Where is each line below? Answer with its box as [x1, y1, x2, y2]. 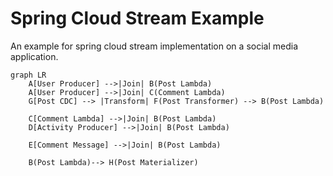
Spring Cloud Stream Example [10, 7, 265, 30]
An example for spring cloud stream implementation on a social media [10, 40, 298, 52]
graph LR [10, 70, 47, 80]
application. [10, 50, 59, 62]
